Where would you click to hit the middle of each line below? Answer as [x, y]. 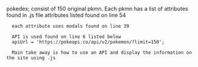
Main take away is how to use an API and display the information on [102, 53]
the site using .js [31, 58]
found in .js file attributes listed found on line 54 [66, 15]
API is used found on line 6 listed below [66, 37]
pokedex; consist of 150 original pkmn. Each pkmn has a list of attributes [97, 9]
